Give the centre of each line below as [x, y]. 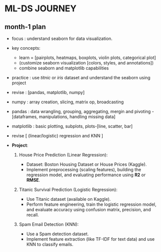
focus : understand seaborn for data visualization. [62, 38]
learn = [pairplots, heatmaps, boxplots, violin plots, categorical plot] [87, 58]
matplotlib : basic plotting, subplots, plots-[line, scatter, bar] [72, 126]
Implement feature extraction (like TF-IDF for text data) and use [91, 239]
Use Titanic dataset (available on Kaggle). [68, 199]
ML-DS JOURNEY [40, 9]
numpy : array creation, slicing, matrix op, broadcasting [67, 102]
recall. [33, 215]
